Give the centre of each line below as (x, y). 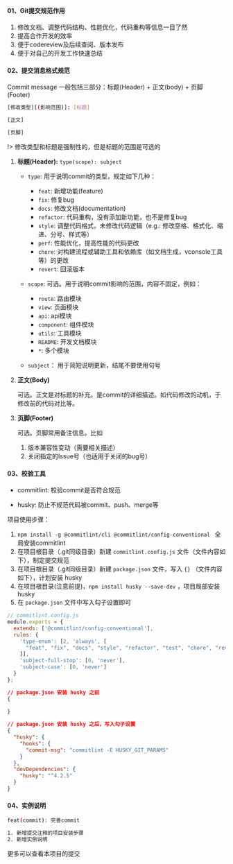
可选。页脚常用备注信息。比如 (60, 433)
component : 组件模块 (66, 325)
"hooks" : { (35, 743)
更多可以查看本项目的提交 (44, 854)
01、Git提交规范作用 (36, 10)
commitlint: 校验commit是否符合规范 (69, 490)
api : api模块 (55, 316)
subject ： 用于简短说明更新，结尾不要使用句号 (94, 365)
